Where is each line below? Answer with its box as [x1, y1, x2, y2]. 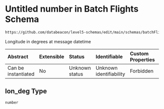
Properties [130, 56, 155, 63]
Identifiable [95, 53, 123, 60]
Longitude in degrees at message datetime [5, 38, 91, 44]
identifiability [95, 71, 125, 77]
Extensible [39, 53, 64, 60]
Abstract [7, 53, 28, 60]
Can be [7, 64, 24, 71]
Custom [130, 50, 149, 57]
